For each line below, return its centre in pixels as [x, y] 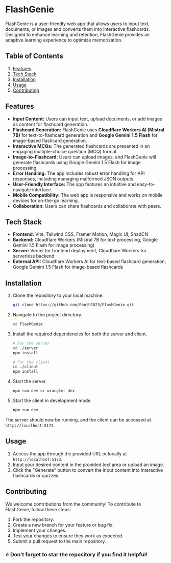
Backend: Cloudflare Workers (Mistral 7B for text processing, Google [85, 240]
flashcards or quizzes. [36, 475]
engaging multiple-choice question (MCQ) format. [65, 151]
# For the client [31, 362]
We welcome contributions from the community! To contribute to [73, 504]
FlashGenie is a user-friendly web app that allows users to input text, [77, 24]
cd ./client [25, 367]
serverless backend [33, 256]
